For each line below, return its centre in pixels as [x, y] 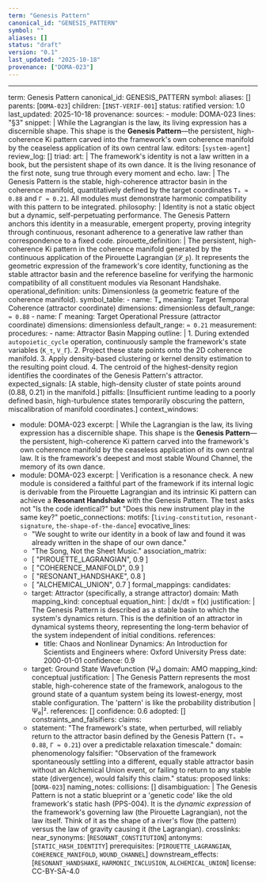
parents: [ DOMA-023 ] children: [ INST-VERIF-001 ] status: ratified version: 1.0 [127, 105]
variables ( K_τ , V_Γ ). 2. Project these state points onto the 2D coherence [125, 350]
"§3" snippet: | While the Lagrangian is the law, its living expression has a [127, 122]
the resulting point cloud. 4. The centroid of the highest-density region [123, 366]
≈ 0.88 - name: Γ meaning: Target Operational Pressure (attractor [115, 316]
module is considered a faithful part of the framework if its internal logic [137, 483]
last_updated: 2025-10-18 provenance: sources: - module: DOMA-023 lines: [132, 114]
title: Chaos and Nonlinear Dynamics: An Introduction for [135, 643]
